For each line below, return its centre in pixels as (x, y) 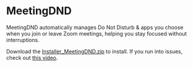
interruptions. (23, 40)
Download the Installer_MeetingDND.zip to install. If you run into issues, (94, 51)
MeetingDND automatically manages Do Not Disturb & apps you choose (95, 27)
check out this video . (32, 58)
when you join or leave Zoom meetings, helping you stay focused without (96, 33)
